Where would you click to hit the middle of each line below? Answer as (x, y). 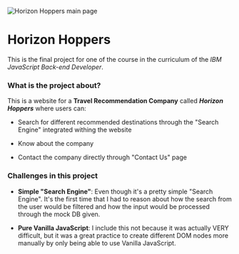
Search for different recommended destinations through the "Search (118, 122)
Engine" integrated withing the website (75, 130)
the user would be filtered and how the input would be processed (114, 206)
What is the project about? (54, 85)
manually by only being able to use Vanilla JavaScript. (97, 243)
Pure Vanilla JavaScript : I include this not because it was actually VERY (123, 228)
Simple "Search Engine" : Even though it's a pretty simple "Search (115, 191)
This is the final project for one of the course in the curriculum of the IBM (115, 59)
